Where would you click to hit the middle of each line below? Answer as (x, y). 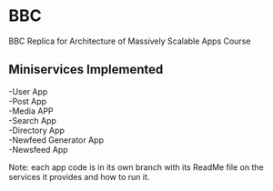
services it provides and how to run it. (79, 176)
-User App (28, 91)
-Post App (28, 101)
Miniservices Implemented (86, 70)
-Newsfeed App (39, 149)
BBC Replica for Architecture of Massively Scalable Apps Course (130, 41)
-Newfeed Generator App (56, 140)
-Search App (32, 120)
